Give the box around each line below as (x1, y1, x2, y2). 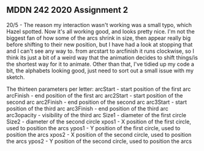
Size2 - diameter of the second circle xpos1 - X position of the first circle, (6, 118, 192, 125)
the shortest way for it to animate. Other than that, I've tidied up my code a (6, 60, 195, 68)
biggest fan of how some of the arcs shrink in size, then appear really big (6, 34, 191, 42)
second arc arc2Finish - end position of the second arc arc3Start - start (6, 98, 187, 106)
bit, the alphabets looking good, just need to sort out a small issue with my (6, 67, 194, 74)
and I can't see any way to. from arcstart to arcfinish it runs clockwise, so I (6, 47, 194, 55)
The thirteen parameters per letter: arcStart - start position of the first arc (6, 85, 191, 93)
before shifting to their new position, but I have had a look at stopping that (6, 41, 193, 48)
